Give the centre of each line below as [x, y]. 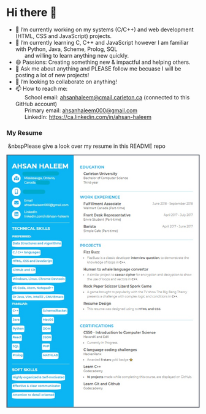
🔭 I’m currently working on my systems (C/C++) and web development [105, 29]
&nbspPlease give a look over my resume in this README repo [86, 146]
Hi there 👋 [32, 13]
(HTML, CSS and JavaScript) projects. [63, 36]
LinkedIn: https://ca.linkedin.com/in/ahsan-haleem [88, 117]
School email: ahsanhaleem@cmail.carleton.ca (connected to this [107, 97]
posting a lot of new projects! [52, 75]
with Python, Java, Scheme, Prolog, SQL [66, 49]
